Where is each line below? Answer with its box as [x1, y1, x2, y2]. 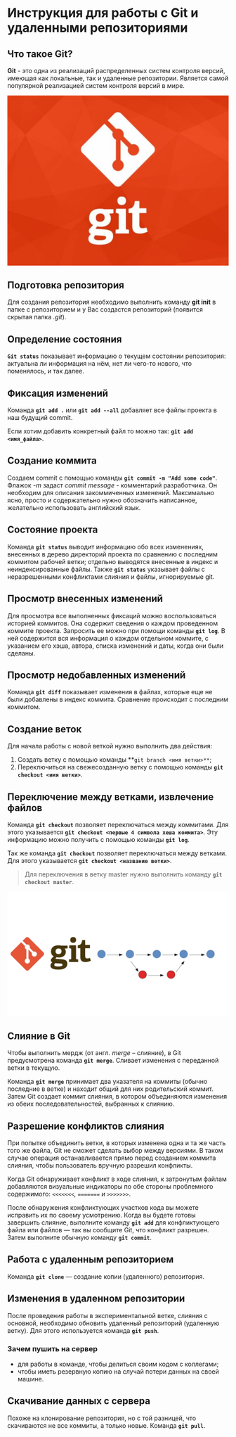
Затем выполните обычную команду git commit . [7, 1233, 152, 1242]
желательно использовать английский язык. [7, 503, 141, 511]
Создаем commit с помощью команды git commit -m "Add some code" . [7, 473, 218, 482]
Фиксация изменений [7, 387, 109, 399]
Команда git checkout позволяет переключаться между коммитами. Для [7, 820, 229, 829]
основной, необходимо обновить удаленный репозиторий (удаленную [7, 1319, 220, 1327]
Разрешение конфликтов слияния [7, 1120, 165, 1132]
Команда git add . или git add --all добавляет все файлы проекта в [7, 406, 218, 414]
